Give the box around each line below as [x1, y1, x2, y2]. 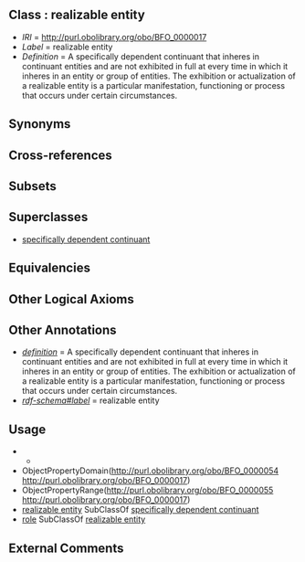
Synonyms [8, 116, 71, 132]
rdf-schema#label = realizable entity [21, 395, 161, 406]
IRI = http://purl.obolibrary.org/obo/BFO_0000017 [21, 31, 207, 42]
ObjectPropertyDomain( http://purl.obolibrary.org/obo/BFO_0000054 [21, 465, 279, 476]
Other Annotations [8, 322, 117, 337]
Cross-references [8, 147, 113, 163]
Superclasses [8, 209, 89, 225]
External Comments [8, 540, 124, 556]
